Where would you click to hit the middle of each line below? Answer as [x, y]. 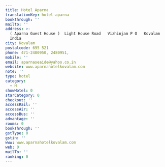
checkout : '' [19, 100]
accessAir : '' [20, 109]
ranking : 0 [17, 157]
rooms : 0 [14, 123]
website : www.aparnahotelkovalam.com [45, 67]
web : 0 [12, 147]
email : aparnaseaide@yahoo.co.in [41, 62]
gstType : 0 [17, 133]
